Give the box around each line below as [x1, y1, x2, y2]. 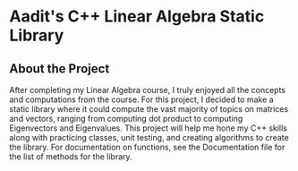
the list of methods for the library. [9, 151, 132, 162]
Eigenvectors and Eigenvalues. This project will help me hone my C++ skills [9, 123, 288, 133]
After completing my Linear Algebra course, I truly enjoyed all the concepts [9, 85, 286, 95]
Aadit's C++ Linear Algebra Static [9, 6, 265, 27]
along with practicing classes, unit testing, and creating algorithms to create [9, 133, 289, 142]
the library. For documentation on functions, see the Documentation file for [9, 141, 285, 152]
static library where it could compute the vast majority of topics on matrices [9, 104, 289, 114]
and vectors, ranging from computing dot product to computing [9, 114, 243, 124]
